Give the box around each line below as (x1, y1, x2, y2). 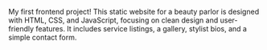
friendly (8, 24, 35, 33)
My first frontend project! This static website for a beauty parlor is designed (8, 7, 260, 16)
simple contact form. (8, 32, 77, 42)
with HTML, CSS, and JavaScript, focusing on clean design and (8, 15, 219, 25)
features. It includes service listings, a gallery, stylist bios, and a (35, 24, 248, 33)
